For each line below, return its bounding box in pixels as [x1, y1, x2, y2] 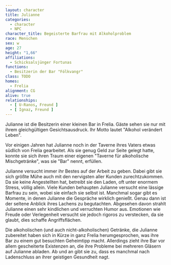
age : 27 [5, 45, 22, 51]
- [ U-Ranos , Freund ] [10, 103, 58, 108]
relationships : [5, 98, 38, 103]
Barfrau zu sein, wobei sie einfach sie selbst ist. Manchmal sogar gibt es [5, 190, 157, 196]
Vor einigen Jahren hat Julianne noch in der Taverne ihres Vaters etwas [5, 142, 156, 148]
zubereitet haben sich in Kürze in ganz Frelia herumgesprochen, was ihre [5, 232, 159, 238]
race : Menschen [5, 36, 38, 41]
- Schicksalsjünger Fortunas [10, 60, 72, 65]
